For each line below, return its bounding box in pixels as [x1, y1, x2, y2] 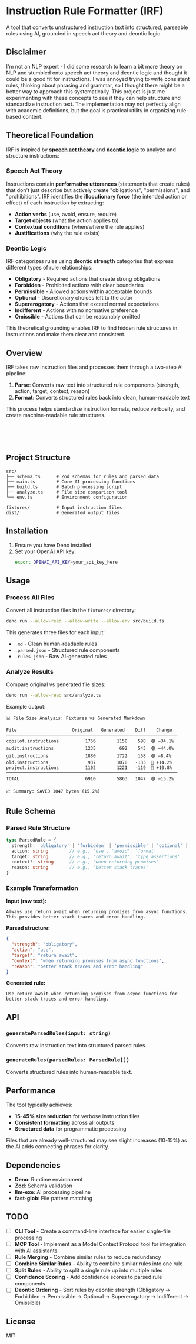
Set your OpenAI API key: [14, 548, 77, 555]
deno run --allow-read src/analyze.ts [6, 693, 101, 699]
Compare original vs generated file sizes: [6, 681, 106, 688]
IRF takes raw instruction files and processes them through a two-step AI [6, 363, 184, 371]
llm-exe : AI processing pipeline [14, 1189, 91, 1196]
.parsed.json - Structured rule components [14, 647, 120, 654]
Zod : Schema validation [14, 1182, 72, 1189]
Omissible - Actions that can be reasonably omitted [14, 313, 141, 320]
